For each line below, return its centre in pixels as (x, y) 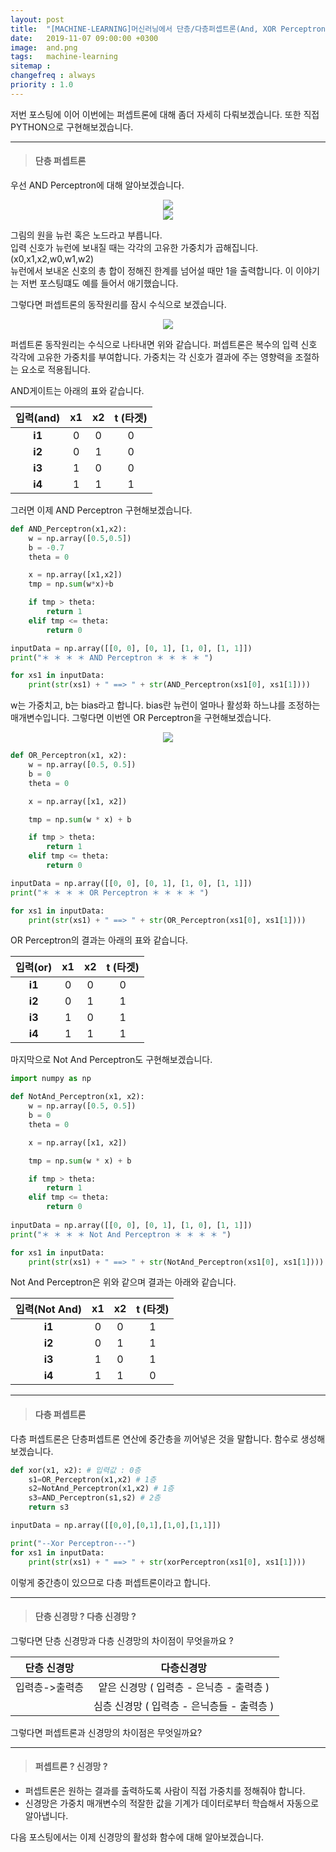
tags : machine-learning (64, 57)
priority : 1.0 (42, 85)
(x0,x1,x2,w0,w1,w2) (52, 258)
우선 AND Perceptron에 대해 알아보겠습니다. (97, 185)
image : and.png (44, 47)
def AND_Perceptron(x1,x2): (69, 529)
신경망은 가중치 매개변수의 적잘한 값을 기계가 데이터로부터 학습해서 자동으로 (172, 1803)
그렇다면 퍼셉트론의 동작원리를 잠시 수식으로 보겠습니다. (118, 304)
